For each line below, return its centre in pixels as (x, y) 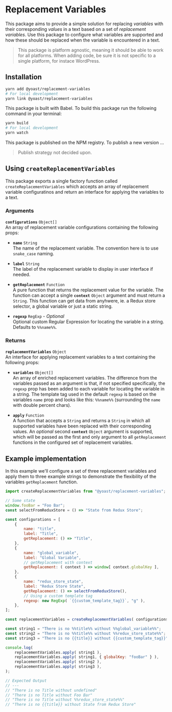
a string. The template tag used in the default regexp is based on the (84, 395)
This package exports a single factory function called (61, 181)
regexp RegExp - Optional (38, 316)
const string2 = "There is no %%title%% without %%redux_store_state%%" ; (86, 633)
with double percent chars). (42, 405)
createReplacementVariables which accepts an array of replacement (77, 186)
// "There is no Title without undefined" (51, 690)
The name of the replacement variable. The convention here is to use (85, 248)
